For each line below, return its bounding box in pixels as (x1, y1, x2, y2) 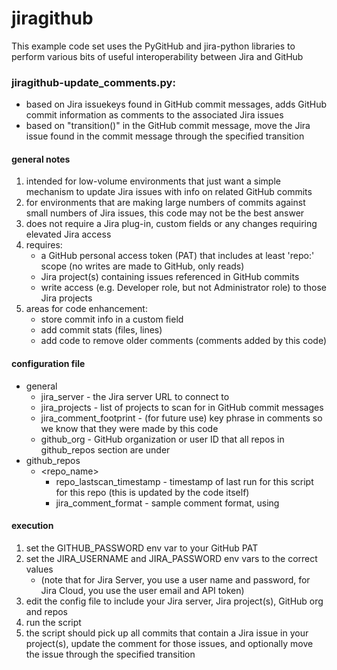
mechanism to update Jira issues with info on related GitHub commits (25, 186, 313, 198)
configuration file (11, 358, 86, 370)
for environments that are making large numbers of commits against (25, 197, 306, 209)
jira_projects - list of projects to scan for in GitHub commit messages (40, 401, 324, 413)
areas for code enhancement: (25, 303, 148, 315)
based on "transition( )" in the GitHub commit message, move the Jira (25, 120, 311, 132)
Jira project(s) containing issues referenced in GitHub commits (40, 271, 300, 283)
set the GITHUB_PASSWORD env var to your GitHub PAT (25, 542, 259, 554)
